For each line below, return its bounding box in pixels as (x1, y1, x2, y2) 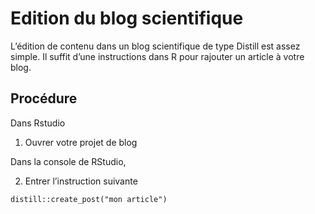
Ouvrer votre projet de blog (24, 136, 138, 148)
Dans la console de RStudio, (10, 155, 127, 167)
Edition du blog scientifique (10, 7, 244, 30)
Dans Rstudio (10, 117, 66, 129)
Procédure (10, 90, 78, 107)
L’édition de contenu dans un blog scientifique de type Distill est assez (10, 40, 301, 52)
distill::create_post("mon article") (10, 194, 168, 204)
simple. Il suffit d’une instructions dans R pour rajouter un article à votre (10, 50, 305, 62)
